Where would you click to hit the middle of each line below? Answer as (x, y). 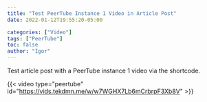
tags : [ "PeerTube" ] (35, 38)
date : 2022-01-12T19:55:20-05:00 (55, 20)
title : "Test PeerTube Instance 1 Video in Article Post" (92, 13)
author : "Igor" (29, 51)
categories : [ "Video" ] (40, 32)
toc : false (23, 45)
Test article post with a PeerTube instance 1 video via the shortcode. (104, 71)
